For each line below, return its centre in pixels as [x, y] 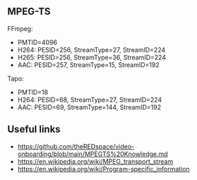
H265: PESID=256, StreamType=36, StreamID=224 [92, 57]
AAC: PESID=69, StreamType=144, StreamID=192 [89, 107]
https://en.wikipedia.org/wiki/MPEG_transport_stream [95, 161]
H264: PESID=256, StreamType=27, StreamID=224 [91, 49]
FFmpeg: [20, 28]
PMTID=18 [32, 92]
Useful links [34, 130]
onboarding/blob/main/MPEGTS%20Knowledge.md [92, 154]
